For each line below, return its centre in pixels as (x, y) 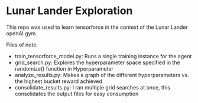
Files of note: (22, 45)
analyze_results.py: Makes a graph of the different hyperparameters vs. (102, 75)
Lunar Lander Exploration (69, 11)
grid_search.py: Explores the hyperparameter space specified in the (97, 62)
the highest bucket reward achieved (58, 81)
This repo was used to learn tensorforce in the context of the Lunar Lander (97, 27)
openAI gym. (22, 33)
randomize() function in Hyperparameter (64, 68)
